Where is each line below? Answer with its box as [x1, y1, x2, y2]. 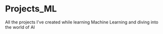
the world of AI [5, 24, 35, 30]
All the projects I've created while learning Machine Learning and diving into [5, 19, 159, 25]
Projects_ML [5, 3, 57, 14]
